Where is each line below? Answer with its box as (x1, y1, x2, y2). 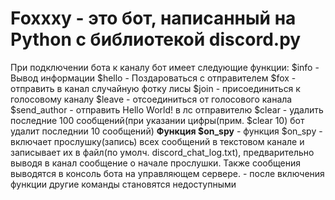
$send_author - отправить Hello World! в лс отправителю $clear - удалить (10, 103, 324, 116)
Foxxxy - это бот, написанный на (10, 7, 297, 30)
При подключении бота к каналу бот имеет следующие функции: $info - (10, 61, 320, 73)
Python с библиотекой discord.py (10, 28, 302, 51)
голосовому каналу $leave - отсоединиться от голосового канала (10, 93, 293, 105)
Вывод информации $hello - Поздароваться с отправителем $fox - (10, 72, 297, 84)
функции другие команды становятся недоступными (10, 178, 237, 190)
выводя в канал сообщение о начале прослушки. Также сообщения (10, 157, 302, 169)
